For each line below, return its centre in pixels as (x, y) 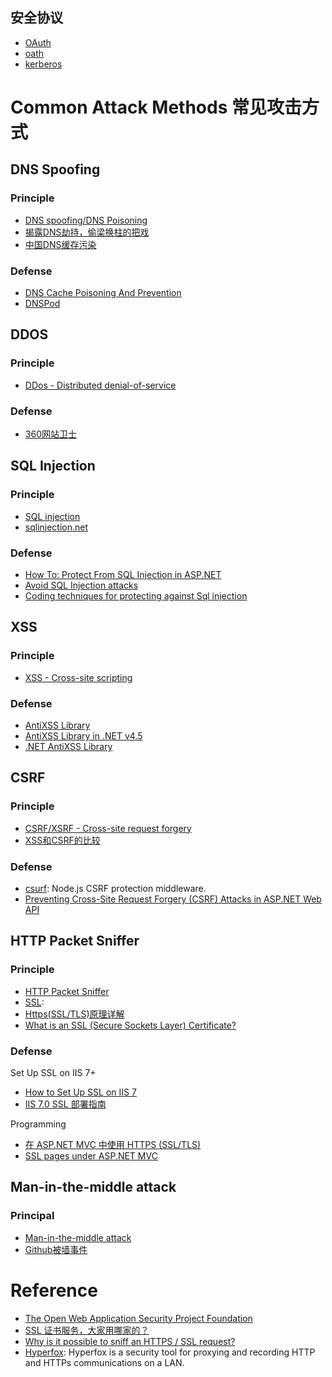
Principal (32, 1216)
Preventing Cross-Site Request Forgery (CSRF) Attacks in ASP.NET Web (173, 899)
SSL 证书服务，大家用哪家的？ (87, 1330)
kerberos (43, 64)
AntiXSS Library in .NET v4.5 (83, 735)
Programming (38, 1124)
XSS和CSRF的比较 (62, 840)
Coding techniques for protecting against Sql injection (136, 595)
